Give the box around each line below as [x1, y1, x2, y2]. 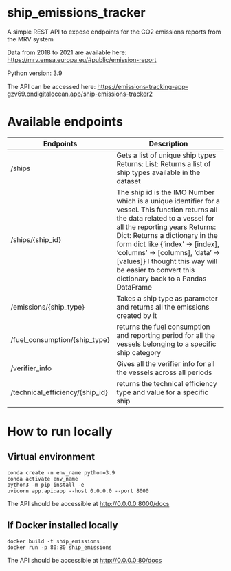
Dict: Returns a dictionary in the [116, 230, 218, 240]
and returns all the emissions [116, 302, 210, 312]
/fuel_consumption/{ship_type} [10, 334, 110, 344]
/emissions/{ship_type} [10, 302, 85, 312]
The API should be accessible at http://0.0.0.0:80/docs [7, 556, 162, 564]
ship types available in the [116, 168, 201, 177]
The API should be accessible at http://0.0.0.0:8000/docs [7, 499, 170, 508]
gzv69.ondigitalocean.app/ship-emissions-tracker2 [7, 90, 153, 98]
